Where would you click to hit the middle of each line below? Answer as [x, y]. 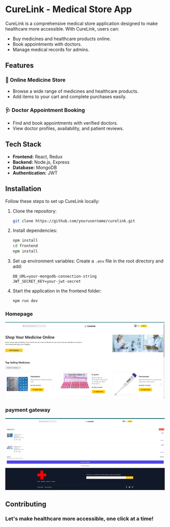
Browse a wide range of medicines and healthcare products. [75, 91]
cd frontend [25, 246]
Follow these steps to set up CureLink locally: [52, 201]
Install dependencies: [35, 230]
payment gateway [28, 410]
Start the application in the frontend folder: [57, 291]
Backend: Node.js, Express [41, 162]
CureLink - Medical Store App [69, 9]
